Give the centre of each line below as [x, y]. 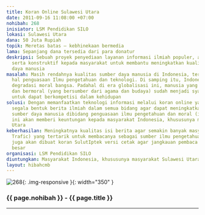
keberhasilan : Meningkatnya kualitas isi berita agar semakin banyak [97, 131]
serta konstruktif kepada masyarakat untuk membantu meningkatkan [98, 63]
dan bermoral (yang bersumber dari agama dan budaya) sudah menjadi [101, 91]
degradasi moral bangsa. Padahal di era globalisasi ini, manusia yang [105, 86]
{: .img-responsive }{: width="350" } [68, 182]
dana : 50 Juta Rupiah [34, 40]
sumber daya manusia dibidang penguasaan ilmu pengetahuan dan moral [102, 114]
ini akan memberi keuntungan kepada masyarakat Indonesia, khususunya [103, 119]
